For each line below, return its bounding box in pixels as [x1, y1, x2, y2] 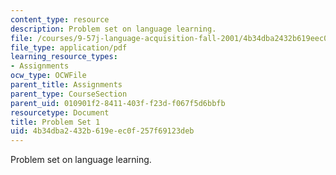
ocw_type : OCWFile [10, 71, 87, 81]
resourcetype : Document [10, 107, 110, 118]
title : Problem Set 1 [10, 117, 101, 127]
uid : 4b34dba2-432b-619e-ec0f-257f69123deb [10, 126, 195, 136]
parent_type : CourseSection [10, 89, 128, 99]
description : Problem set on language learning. [10, 24, 217, 34]
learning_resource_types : [10, 52, 118, 62]
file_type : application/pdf [10, 42, 128, 53]
